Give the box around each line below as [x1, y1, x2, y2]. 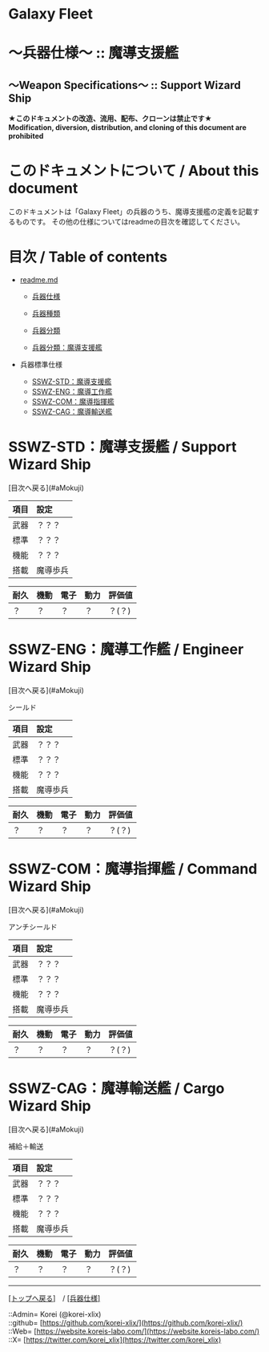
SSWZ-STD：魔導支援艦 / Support [8, 438, 237, 456]
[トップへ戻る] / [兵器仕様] [8, 1293, 101, 1303]
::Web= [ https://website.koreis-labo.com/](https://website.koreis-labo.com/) [8, 1326, 260, 1336]
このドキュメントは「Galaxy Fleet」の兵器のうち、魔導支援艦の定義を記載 [8, 207, 253, 217]
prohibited [8, 132, 44, 141]
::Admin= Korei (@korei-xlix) [8, 1309, 102, 1319]
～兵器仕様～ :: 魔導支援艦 [8, 44, 179, 63]
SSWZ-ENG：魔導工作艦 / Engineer [8, 641, 244, 658]
